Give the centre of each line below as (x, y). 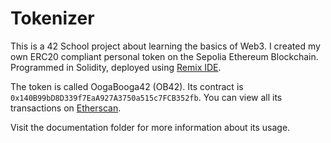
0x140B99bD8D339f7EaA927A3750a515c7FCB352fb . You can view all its (146, 97)
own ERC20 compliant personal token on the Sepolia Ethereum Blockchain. (164, 56)
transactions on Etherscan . (66, 108)
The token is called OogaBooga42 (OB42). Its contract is (127, 86)
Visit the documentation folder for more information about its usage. (150, 127)
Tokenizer (52, 18)
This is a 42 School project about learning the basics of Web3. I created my (165, 46)
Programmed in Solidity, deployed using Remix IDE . (116, 67)
